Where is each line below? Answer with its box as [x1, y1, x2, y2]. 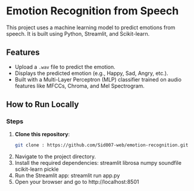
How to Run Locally [6, 99, 79, 109]
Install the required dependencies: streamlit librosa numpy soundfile [14, 159, 182, 167]
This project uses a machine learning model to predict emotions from [6, 24, 176, 31]
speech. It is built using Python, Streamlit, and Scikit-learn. [6, 30, 150, 37]
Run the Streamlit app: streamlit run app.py [14, 172, 120, 179]
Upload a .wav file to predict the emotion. [14, 63, 116, 70]
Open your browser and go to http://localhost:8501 [14, 179, 139, 186]
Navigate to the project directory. [14, 153, 96, 160]
